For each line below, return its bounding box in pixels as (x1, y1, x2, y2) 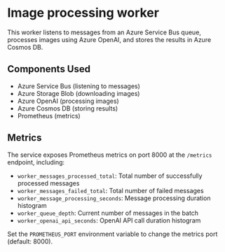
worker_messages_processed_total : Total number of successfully (17, 171, 203, 180)
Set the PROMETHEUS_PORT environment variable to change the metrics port (7, 230, 218, 238)
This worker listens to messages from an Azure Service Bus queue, (7, 28, 202, 36)
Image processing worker (7, 5, 160, 21)
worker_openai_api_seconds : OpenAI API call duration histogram (17, 216, 201, 225)
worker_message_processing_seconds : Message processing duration (17, 194, 211, 202)
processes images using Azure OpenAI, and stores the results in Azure (7, 35, 212, 43)
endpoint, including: (7, 157, 65, 166)
